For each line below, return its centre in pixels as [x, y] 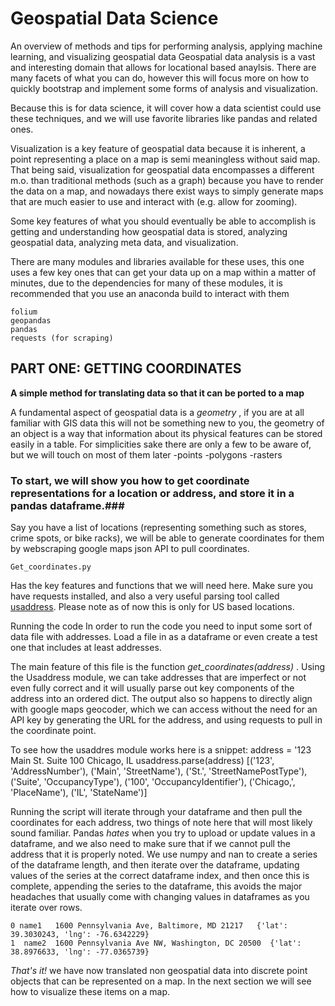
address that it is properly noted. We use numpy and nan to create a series [164, 854]
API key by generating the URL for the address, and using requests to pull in [166, 720]
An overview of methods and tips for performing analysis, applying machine [166, 46]
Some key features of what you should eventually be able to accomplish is [163, 221]
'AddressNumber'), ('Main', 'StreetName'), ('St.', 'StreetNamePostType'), [159, 771]
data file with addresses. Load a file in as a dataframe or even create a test [164, 637]
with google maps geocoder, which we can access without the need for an [164, 709]
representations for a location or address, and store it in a [152, 493]
